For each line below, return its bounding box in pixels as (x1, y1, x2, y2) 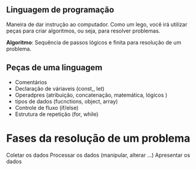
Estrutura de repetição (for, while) (14, 111, 99, 118)
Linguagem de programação (6, 5, 114, 15)
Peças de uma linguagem (6, 62, 103, 73)
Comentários (14, 78, 47, 86)
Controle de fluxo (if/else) (14, 104, 79, 111)
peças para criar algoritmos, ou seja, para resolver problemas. (6, 27, 161, 34)
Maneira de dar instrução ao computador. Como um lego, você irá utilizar (6, 20, 188, 28)
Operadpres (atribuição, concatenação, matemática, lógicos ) (14, 91, 168, 99)
